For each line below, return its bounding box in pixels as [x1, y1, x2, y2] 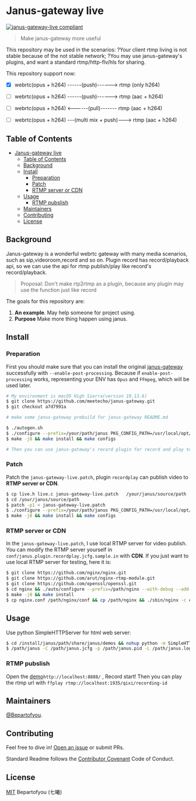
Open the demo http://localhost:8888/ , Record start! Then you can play [6, 673, 182, 680]
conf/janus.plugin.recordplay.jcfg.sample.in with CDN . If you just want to [6, 552, 189, 559]
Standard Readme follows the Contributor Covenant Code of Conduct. [6, 755, 174, 762]
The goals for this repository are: [6, 297, 85, 305]
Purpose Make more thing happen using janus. [14, 315, 128, 322]
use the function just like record [20, 286, 97, 293]
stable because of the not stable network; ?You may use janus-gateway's [6, 52, 183, 59]
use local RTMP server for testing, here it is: [6, 559, 111, 566]
